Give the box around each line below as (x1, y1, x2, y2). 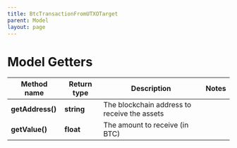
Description (130, 84, 171, 94)
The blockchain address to (103, 100, 192, 110)
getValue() (11, 125, 48, 135)
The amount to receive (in (103, 121, 189, 130)
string (64, 104, 85, 114)
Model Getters (7, 54, 93, 70)
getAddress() (11, 104, 57, 114)
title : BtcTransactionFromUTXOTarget (7, 10, 119, 18)
